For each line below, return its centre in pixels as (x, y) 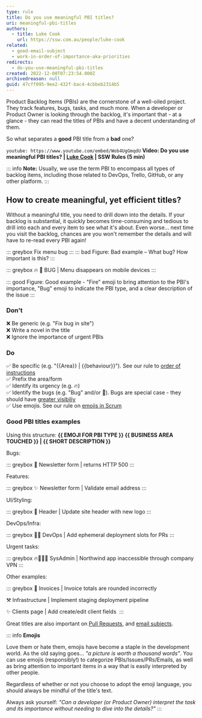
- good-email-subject (39, 51)
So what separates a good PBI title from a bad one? (70, 139)
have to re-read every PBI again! (46, 240)
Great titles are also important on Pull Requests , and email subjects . (90, 624)
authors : (17, 29)
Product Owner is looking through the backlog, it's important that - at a (94, 114)
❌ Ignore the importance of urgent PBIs (55, 337)
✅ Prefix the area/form (34, 379)
